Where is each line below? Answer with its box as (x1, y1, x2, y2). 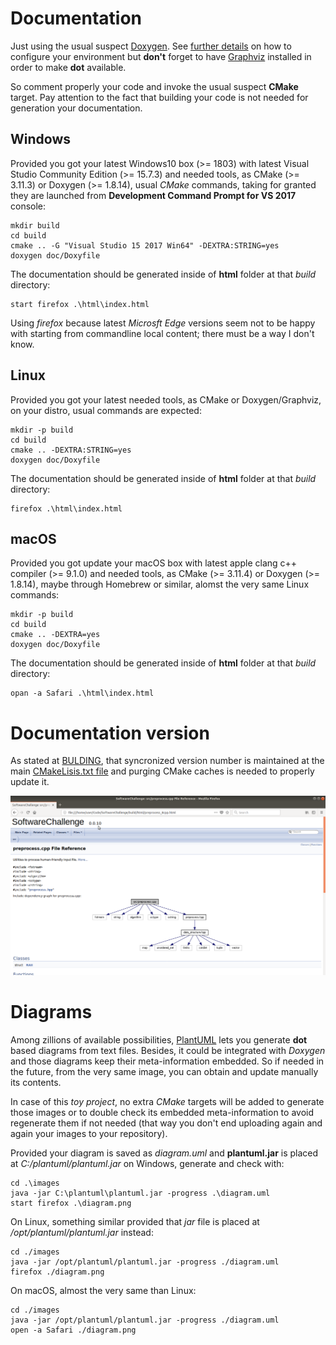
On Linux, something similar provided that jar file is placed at (10, 1216, 260, 1228)
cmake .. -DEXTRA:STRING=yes (10, 445, 132, 455)
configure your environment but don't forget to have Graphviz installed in (10, 50, 312, 62)
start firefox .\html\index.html (10, 299, 150, 309)
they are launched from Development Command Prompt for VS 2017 (10, 189, 297, 201)
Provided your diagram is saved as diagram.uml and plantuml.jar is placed (10, 1147, 319, 1159)
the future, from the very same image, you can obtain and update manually (10, 1066, 319, 1078)
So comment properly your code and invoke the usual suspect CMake (10, 80, 299, 92)
